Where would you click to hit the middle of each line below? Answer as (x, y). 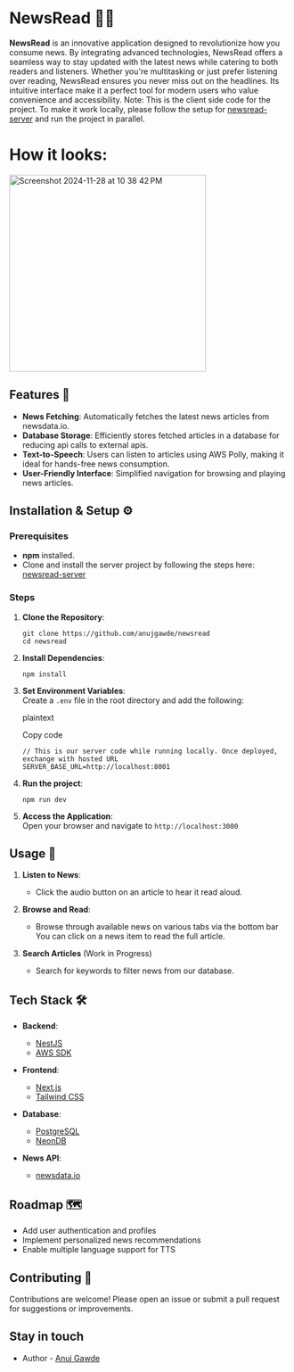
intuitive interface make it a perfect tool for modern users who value (134, 90)
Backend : (40, 1026)
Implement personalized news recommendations (112, 1240)
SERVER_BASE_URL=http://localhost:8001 (96, 766)
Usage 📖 (33, 854)
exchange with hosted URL (70, 759)
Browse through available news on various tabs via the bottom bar (157, 927)
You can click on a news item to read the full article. (130, 937)
